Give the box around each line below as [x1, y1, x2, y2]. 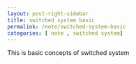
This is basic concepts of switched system [7, 49, 130, 57]
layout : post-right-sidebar [7, 10, 89, 17]
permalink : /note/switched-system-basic [7, 23, 127, 30]
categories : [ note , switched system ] [7, 29, 123, 37]
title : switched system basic [7, 17, 96, 24]
